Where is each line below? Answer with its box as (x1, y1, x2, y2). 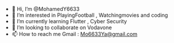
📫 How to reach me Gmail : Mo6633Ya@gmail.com (11, 31, 138, 37)
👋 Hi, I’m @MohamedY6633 (11, 6, 80, 12)
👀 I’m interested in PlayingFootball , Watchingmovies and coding (11, 12, 169, 19)
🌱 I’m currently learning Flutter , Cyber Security (11, 18, 127, 24)
